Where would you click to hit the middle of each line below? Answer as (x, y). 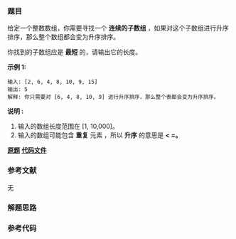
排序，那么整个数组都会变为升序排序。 (63, 37)
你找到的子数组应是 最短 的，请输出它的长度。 (75, 52)
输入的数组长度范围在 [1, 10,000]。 (68, 127)
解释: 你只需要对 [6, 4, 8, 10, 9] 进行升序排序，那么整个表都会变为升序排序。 (113, 97)
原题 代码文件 (27, 150)
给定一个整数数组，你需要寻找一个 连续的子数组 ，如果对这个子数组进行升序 (118, 28)
